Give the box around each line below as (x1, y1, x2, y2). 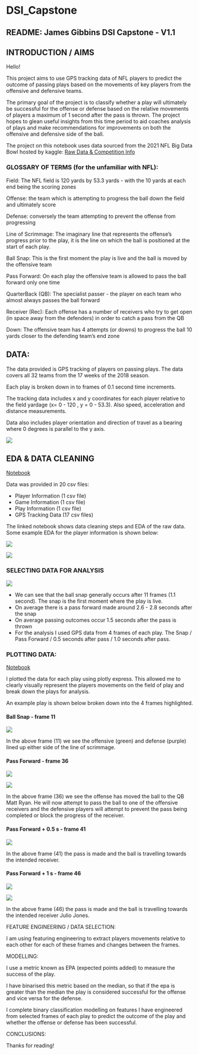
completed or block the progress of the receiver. (6, 812, 125, 819)
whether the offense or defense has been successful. (6, 1019, 137, 1026)
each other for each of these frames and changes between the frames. (6, 941, 180, 948)
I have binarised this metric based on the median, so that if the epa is (6, 982, 175, 989)
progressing (6, 218, 36, 226)
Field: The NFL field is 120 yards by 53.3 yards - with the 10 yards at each (6, 177, 186, 184)
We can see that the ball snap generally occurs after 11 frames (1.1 (14, 591, 176, 598)
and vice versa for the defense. (6, 994, 83, 1001)
